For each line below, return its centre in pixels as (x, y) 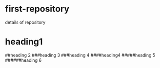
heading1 (24, 42)
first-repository (37, 9)
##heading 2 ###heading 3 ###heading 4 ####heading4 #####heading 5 (80, 55)
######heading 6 (23, 60)
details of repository (25, 22)
